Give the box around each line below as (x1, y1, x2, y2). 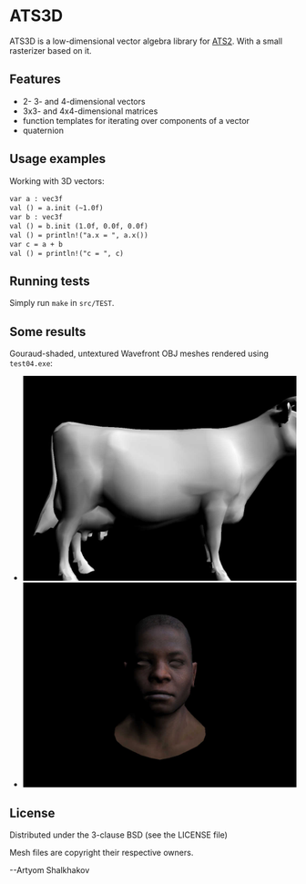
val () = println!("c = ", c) (9, 249, 125, 258)
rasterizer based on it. (9, 45, 93, 56)
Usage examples (9, 151, 107, 167)
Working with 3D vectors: (9, 175, 105, 187)
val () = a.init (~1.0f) (9, 203, 104, 212)
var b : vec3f (9, 212, 64, 221)
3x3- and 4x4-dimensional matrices (22, 106, 158, 117)
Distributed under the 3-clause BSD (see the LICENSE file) (9, 829, 228, 840)
